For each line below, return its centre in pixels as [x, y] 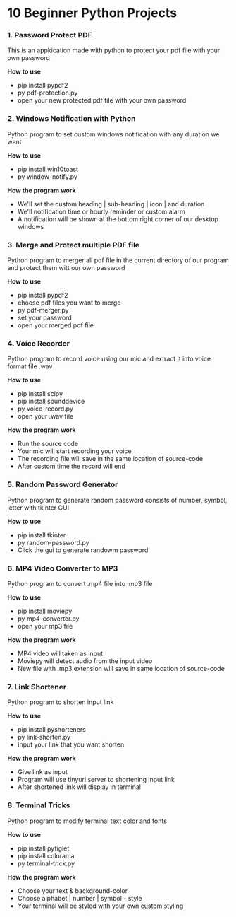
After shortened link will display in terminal [79, 787]
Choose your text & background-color [73, 890]
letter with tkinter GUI [38, 508]
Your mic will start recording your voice [74, 451]
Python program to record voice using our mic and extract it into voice [109, 359]
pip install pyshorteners [51, 730]
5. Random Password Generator [63, 484]
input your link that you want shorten [71, 744]
